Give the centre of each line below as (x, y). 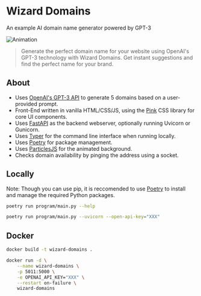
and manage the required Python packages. (61, 195)
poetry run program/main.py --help (51, 206)
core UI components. (41, 116)
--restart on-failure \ (47, 283)
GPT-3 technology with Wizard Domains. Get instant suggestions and (107, 57)
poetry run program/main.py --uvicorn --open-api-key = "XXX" (83, 217)
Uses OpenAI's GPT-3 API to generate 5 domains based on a (90, 97)
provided (26, 104)
